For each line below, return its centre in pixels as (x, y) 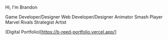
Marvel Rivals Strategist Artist (36, 22)
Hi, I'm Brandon (21, 7)
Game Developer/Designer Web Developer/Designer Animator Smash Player (84, 17)
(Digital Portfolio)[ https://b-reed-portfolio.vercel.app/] (61, 32)
